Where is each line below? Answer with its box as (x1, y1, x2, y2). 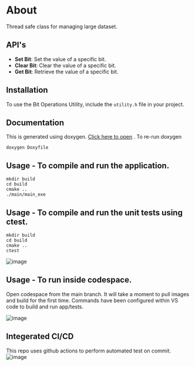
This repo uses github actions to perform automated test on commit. (6, 347, 172, 354)
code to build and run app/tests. (6, 303, 84, 310)
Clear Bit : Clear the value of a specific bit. (14, 62, 116, 69)
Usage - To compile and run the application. (6, 160, 170, 170)
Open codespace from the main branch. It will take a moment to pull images (6, 290, 190, 297)
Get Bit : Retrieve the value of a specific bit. (14, 68, 119, 75)
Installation (6, 85, 48, 95)
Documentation (6, 117, 65, 127)
